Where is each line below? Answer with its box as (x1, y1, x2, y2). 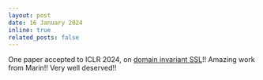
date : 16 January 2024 (8, 19, 83, 27)
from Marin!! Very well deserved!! (8, 64, 117, 73)
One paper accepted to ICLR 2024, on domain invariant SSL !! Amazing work (8, 55, 255, 64)
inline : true (8, 26, 51, 34)
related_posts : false (8, 33, 80, 42)
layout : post (8, 11, 51, 20)
